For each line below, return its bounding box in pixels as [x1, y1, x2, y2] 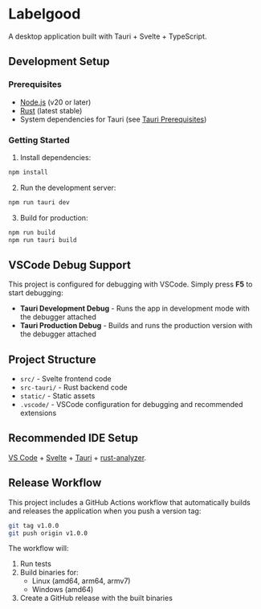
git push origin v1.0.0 [8, 529, 88, 537]
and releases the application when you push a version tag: [8, 506, 202, 516]
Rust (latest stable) [19, 105, 83, 115]
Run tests [19, 559, 52, 569]
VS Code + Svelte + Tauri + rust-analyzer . [8, 452, 147, 463]
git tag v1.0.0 [8, 521, 59, 529]
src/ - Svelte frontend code [19, 374, 112, 384]
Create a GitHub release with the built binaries [19, 593, 173, 603]
